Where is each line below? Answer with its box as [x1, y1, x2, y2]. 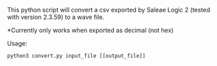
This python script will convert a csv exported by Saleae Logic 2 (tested [7, 6, 211, 14]
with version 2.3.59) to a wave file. [7, 13, 104, 21]
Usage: [7, 39, 27, 47]
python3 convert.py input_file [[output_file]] [7, 52, 146, 59]
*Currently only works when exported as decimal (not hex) [7, 27, 174, 34]
